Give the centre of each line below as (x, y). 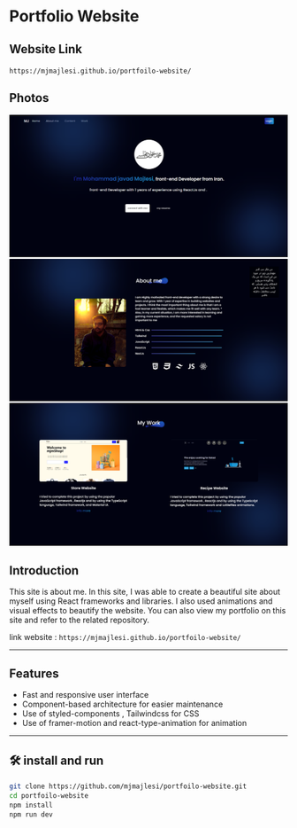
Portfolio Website (74, 16)
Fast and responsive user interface (85, 695)
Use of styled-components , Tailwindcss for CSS (110, 714)
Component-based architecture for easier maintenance (122, 704)
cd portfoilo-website (49, 795)
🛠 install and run (57, 760)
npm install (31, 805)
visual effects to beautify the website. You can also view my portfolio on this (148, 611)
